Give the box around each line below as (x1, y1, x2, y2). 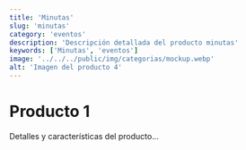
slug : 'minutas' (9, 21, 70, 30)
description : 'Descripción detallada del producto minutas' (9, 37, 240, 47)
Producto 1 (9, 102, 91, 121)
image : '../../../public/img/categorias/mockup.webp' (9, 54, 215, 63)
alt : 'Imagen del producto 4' (9, 63, 123, 72)
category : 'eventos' (9, 29, 87, 38)
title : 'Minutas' (9, 12, 75, 22)
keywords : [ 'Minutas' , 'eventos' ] (9, 46, 139, 55)
